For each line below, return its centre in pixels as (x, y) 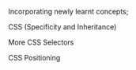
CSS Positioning (34, 58)
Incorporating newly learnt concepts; (68, 12)
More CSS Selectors (41, 42)
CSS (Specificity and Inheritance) (62, 27)
